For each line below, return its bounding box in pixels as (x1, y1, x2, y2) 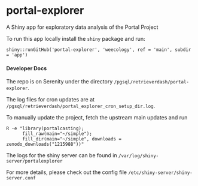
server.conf (6, 175, 36, 181)
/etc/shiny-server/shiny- (128, 170, 193, 176)
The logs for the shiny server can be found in (6, 152, 118, 159)
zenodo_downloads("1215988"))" (6, 142, 84, 148)
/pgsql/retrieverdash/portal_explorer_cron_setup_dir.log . (6, 103, 156, 110)
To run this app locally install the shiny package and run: (6, 35, 145, 42)
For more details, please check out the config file (6, 169, 127, 176)
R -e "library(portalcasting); (6, 125, 84, 132)
